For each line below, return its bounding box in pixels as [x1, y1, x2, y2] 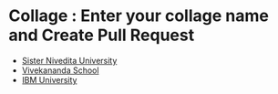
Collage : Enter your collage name [8, 5, 270, 26]
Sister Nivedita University [21, 55, 118, 66]
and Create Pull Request [8, 25, 195, 46]
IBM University [21, 74, 77, 85]
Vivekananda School [21, 65, 99, 76]
